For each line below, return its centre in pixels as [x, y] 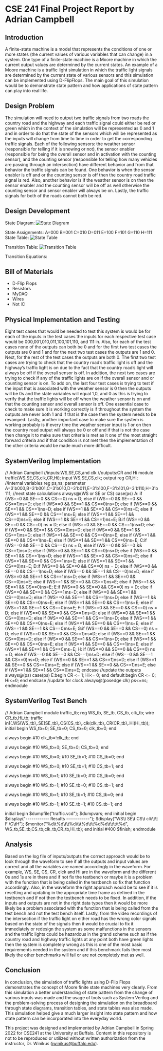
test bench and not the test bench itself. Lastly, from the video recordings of [81, 913]
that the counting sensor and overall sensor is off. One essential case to [77, 404]
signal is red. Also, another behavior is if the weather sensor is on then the [80, 180]
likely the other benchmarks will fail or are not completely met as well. [75, 955]
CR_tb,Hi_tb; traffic [24, 718]
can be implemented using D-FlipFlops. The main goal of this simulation [77, 80]
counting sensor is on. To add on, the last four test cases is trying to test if [80, 383]
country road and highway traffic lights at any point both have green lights [79, 939]
